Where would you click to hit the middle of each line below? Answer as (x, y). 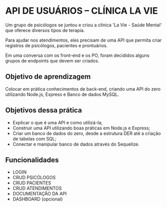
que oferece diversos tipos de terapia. (45, 30)
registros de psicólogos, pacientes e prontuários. (57, 45)
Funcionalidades (32, 160)
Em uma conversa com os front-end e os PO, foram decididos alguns (77, 55)
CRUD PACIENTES (32, 183)
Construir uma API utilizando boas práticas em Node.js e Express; (81, 128)
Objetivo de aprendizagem (48, 77)
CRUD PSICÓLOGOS (34, 178)
